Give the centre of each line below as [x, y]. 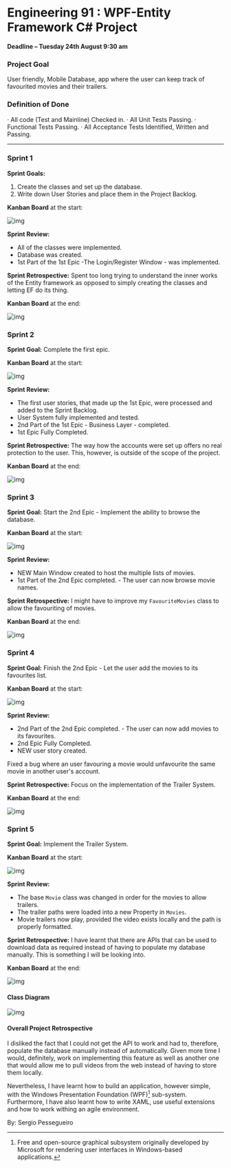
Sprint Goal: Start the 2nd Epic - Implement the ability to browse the [104, 512]
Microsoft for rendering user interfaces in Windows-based [100, 1150]
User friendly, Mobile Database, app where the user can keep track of [106, 79]
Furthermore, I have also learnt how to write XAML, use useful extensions [111, 1102]
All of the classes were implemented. [69, 247]
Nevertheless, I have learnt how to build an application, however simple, [109, 1086]
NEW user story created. [52, 750]
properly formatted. [45, 927]
